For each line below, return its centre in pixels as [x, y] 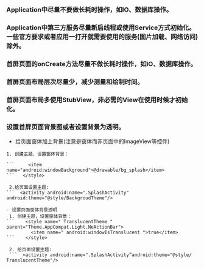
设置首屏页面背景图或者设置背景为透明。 [65, 127]
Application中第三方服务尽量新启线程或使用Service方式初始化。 [101, 28]
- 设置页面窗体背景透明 [32, 210]
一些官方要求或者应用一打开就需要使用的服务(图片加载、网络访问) [102, 37]
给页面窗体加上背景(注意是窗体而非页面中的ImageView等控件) [92, 141]
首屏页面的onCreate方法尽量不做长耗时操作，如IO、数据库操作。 [101, 64]
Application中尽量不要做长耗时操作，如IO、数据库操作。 [90, 9]
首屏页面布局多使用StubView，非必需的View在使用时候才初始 [97, 100]
